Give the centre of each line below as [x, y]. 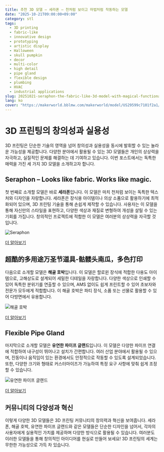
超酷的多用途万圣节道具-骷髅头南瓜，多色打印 [74, 259]
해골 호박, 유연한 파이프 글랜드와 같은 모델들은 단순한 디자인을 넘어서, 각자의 [84, 427]
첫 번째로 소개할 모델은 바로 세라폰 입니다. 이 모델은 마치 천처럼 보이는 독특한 [77, 192]
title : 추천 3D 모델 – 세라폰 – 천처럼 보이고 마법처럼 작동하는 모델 [66, 10]
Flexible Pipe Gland [35, 333]
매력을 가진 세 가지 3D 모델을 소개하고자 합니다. [50, 164]
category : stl [20, 19]
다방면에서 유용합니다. [31, 296]
